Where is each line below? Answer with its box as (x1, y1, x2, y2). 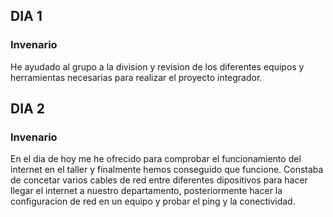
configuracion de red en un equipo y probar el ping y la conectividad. (10, 195, 296, 208)
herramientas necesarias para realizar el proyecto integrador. (10, 71, 263, 83)
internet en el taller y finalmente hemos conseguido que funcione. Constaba (10, 164, 324, 176)
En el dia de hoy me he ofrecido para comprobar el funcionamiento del (10, 153, 302, 165)
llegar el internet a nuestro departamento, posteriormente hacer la (10, 185, 283, 197)
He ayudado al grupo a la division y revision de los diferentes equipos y (10, 60, 305, 73)
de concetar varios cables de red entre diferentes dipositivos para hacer (10, 174, 308, 186)
